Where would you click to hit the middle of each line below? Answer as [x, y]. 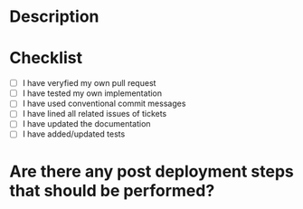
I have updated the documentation [86, 124]
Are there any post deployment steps [151, 171]
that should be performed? [112, 190]
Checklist [46, 58]
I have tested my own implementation [92, 93]
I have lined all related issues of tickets [95, 114]
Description [54, 17]
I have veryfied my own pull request [89, 83]
